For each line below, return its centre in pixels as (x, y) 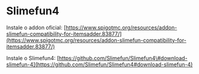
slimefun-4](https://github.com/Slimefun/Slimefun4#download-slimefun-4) (99, 64)
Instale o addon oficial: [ (36, 27)
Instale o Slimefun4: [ (32, 58)
